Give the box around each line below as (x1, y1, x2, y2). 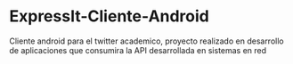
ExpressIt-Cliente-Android (9, 6, 209, 27)
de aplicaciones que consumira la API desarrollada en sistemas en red (9, 44, 267, 55)
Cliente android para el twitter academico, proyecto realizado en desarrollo (9, 36, 284, 46)
